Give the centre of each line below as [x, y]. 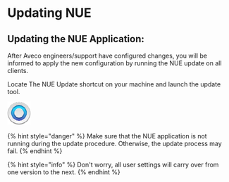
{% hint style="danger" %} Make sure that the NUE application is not [107, 136]
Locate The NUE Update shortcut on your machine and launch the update [114, 84]
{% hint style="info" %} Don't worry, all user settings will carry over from [113, 164]
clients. [18, 71]
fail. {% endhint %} [35, 151]
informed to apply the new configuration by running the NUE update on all [114, 63]
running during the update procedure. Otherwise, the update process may [114, 143]
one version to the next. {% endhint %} [64, 172]
